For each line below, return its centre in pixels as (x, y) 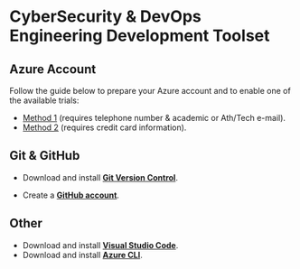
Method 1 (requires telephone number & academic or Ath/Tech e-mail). (154, 118)
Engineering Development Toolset (140, 36)
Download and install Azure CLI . (82, 255)
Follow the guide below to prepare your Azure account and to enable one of (150, 91)
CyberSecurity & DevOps (105, 17)
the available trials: (44, 100)
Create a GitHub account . (71, 195)
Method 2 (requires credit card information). (104, 127)
